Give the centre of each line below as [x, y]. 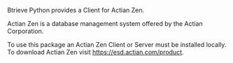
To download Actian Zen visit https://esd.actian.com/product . [96, 52]
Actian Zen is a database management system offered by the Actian [105, 23]
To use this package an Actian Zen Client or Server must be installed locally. [117, 44]
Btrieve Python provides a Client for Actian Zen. [76, 10]
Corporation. [26, 31]
